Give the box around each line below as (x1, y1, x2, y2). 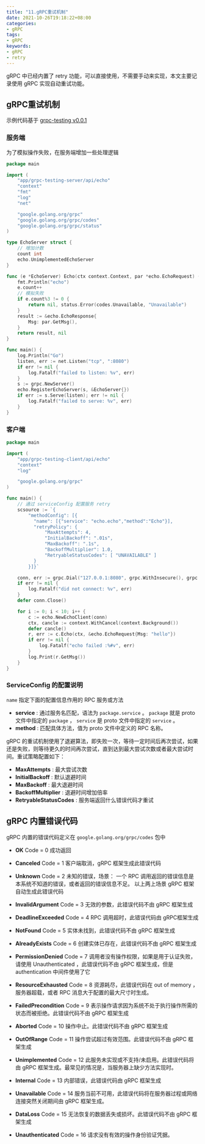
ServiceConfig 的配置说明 (6, 681, 84, 689)
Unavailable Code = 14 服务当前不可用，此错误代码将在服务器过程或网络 (15, 1090, 198, 1097)
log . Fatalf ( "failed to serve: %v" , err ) (28, 398, 132, 405)
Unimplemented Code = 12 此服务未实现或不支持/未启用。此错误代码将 (15, 1056, 194, 1063)
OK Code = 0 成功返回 (15, 846, 71, 854)
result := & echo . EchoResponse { (17, 313, 97, 319)
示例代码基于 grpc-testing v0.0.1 (6, 117, 87, 124)
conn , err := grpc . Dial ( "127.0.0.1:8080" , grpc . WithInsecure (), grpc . (17, 575, 201, 581)
